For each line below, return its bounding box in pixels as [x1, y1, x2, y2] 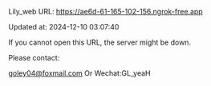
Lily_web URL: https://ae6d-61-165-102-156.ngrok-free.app [8, 7, 203, 16]
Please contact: [8, 53, 60, 62]
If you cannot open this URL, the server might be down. [8, 37, 191, 47]
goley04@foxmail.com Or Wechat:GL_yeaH [8, 68, 151, 78]
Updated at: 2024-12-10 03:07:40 [8, 22, 120, 31]
